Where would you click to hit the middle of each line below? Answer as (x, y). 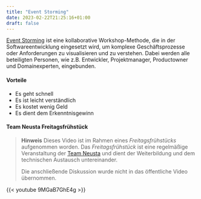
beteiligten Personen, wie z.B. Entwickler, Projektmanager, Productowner (97, 60)
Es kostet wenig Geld (41, 106)
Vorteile (17, 80)
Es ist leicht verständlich (45, 100)
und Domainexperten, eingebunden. (51, 66)
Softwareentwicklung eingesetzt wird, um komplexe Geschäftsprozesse (96, 47)
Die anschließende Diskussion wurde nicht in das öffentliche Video (104, 171)
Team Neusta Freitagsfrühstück (47, 127)
